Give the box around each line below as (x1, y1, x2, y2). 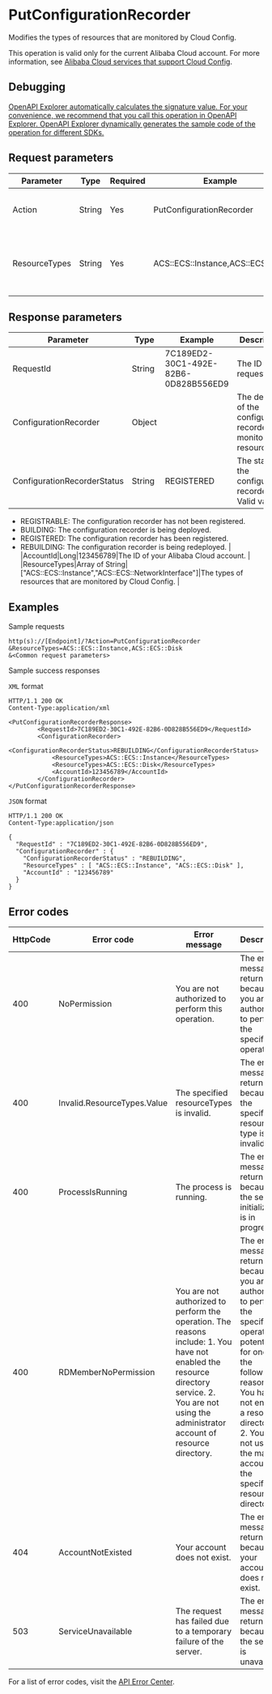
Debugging (8, 80, 66, 94)
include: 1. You (175, 1336, 232, 1347)
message (185, 939, 223, 950)
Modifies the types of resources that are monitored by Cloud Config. (8, 32, 237, 42)
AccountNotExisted (58, 1547, 132, 1558)
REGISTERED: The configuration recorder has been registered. (19, 534, 229, 543)
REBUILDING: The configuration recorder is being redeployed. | (19, 543, 232, 552)
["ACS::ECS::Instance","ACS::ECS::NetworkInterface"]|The (19, 568, 215, 578)
